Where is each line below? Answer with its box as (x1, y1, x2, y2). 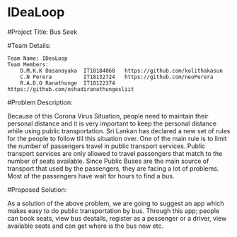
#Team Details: (7, 41, 52, 49)
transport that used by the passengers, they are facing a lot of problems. (7, 164, 219, 173)
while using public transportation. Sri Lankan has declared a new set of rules (7, 126, 231, 135)
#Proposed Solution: (7, 185, 67, 194)
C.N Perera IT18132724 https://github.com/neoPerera (20, 73, 214, 80)
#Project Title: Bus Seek (7, 28, 78, 36)
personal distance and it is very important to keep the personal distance (7, 119, 217, 128)
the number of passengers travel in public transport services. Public (7, 142, 206, 150)
